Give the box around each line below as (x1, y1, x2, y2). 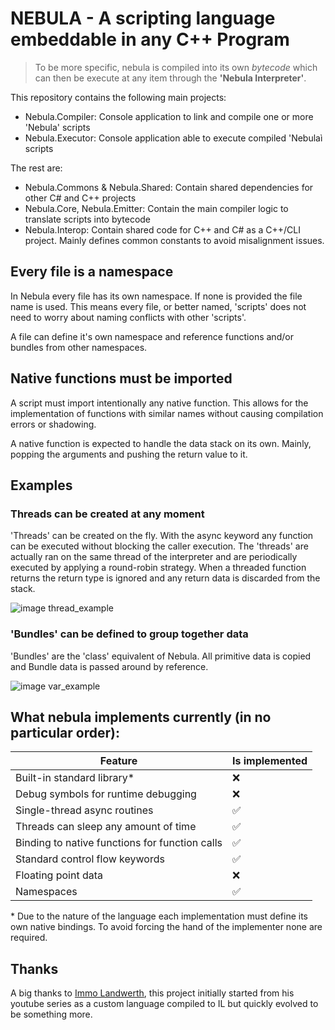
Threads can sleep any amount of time (15, 820, 197, 834)
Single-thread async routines (15, 803, 154, 817)
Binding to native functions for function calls (15, 836, 223, 850)
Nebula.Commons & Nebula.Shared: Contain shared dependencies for (24, 181, 314, 193)
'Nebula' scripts (24, 121, 91, 133)
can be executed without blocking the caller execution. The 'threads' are (10, 540, 309, 552)
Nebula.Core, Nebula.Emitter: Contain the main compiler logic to (24, 202, 289, 214)
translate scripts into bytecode (24, 213, 152, 225)
